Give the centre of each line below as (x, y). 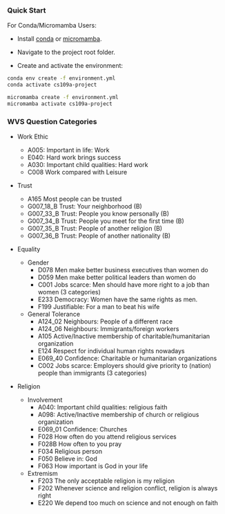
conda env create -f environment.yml (61, 78)
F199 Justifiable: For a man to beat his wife (99, 307)
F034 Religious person (70, 452)
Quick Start (27, 10)
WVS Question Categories (52, 121)
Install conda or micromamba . (59, 39)
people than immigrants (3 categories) (92, 373)
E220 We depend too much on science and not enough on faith (128, 503)
